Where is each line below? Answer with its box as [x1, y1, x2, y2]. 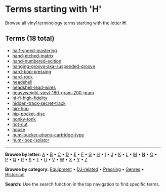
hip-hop [12, 105, 29, 111]
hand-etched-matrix [12, 53, 54, 59]
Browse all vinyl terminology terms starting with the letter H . [5, 20, 127, 26]
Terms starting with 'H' [5, 3, 102, 15]
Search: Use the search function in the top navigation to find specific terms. [5, 181, 160, 187]
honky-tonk [12, 116, 36, 122]
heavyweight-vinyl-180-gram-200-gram [12, 89, 94, 95]
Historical [5, 171, 25, 177]
